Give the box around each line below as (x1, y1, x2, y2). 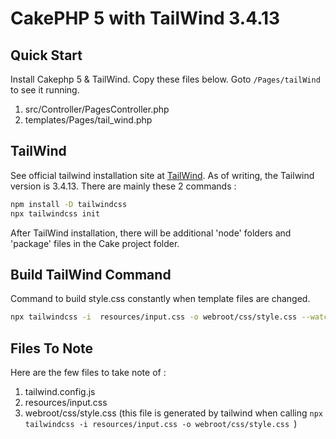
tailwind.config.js (24, 386, 96, 398)
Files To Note (10, 340, 94, 357)
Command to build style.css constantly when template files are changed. (10, 293, 311, 305)
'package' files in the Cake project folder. (10, 237, 180, 249)
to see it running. (10, 84, 80, 96)
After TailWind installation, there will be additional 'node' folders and (10, 227, 292, 239)
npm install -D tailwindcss (10, 199, 128, 209)
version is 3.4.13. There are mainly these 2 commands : (10, 180, 237, 192)
